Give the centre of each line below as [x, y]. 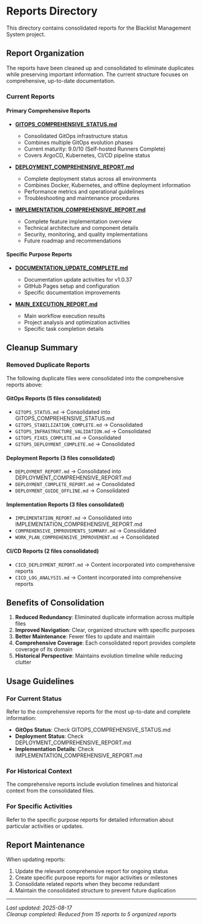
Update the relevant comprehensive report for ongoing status [91, 871]
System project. [26, 34]
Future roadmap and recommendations [72, 241]
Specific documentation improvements [72, 293]
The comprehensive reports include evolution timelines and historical [92, 784]
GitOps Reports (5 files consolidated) [54, 399]
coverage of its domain [43, 649]
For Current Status [34, 698]
